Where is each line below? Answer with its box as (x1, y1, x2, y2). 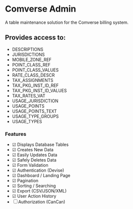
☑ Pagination (12, 178, 39, 184)
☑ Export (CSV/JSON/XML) (12, 188, 67, 194)
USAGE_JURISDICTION (12, 98, 59, 104)
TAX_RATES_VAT (12, 93, 46, 98)
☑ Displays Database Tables (12, 142, 69, 147)
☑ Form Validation (12, 162, 48, 168)
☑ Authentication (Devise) (12, 167, 64, 173)
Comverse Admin (5, 3, 76, 15)
